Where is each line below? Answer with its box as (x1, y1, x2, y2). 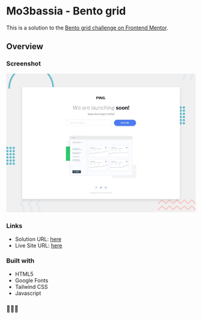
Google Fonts (14, 276, 49, 284)
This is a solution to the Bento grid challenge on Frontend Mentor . (6, 24, 168, 31)
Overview (6, 41, 44, 52)
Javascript (14, 290, 41, 297)
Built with (6, 257, 35, 265)
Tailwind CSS (14, 283, 48, 290)
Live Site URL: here (14, 242, 63, 249)
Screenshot (6, 59, 41, 68)
